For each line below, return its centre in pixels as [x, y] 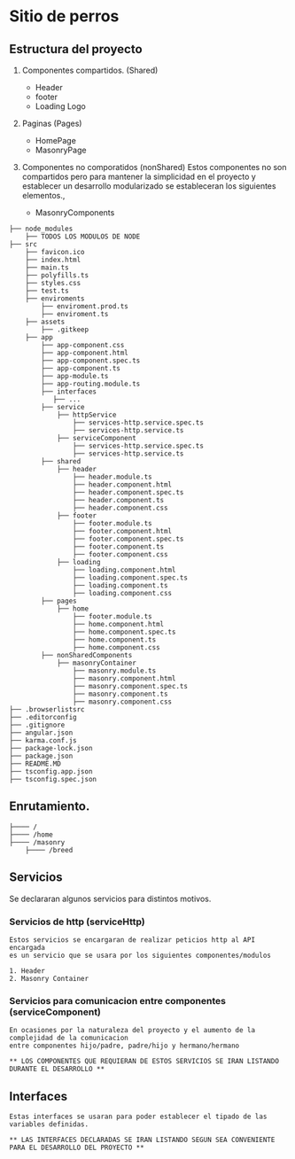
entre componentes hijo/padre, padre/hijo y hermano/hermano [124, 1046]
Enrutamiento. [50, 807]
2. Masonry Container [49, 978]
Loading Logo [60, 106]
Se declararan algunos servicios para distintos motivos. [110, 898]
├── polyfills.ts [57, 276]
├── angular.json [41, 733]
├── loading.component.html [124, 570]
